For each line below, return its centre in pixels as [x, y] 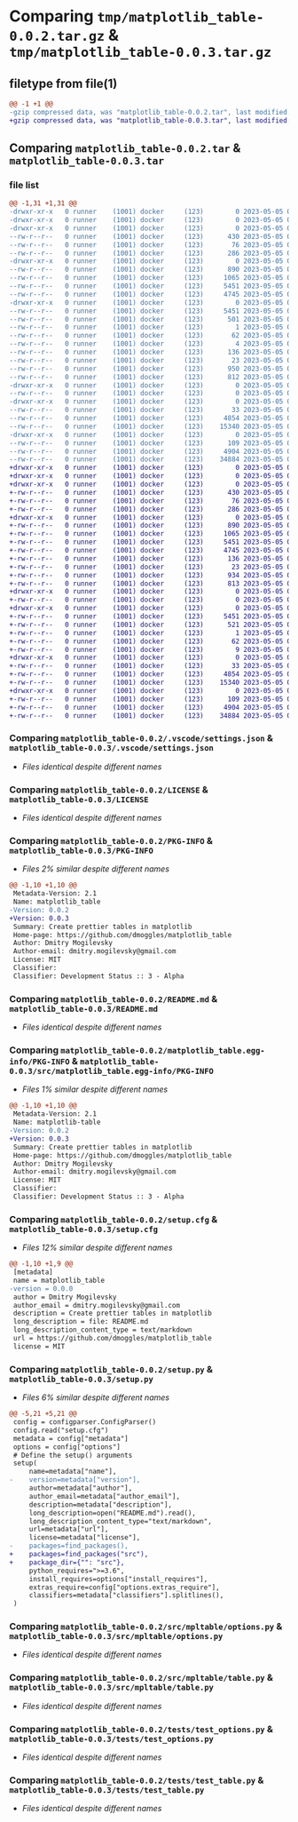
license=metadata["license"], [85, 1538]
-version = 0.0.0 [41, 1289]
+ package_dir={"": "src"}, [67, 1562]
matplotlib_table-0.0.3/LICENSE [79, 800]
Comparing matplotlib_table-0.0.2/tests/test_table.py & [137, 1780]
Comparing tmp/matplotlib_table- [137, 16]
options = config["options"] [67, 1447]
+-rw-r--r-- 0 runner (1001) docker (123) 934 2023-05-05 [146, 575]
